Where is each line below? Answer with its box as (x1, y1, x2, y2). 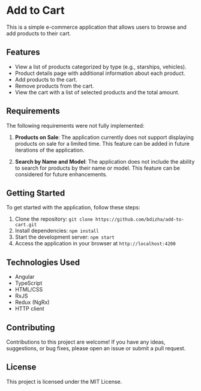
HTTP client (14, 305, 44, 312)
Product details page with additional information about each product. (14, 70, 185, 77)
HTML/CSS (14, 286, 43, 293)
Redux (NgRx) (14, 299, 50, 306)
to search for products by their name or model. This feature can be (14, 164, 180, 172)
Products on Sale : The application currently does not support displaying (14, 133, 194, 141)
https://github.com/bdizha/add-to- (95, 216, 185, 222)
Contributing (6, 322, 55, 333)
